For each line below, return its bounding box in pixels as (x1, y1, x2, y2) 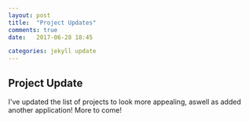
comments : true (8, 26, 58, 34)
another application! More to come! (8, 105, 122, 114)
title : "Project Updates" (8, 19, 97, 27)
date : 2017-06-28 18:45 (8, 33, 93, 41)
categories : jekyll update (8, 48, 97, 56)
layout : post (8, 11, 51, 20)
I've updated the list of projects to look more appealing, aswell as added (8, 97, 241, 106)
